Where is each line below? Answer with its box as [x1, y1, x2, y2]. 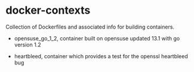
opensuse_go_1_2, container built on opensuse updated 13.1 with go [14, 35, 180, 42]
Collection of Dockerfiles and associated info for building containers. [5, 23, 174, 30]
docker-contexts [5, 4, 91, 17]
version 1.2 [14, 41, 41, 48]
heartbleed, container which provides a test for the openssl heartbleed [14, 52, 189, 60]
